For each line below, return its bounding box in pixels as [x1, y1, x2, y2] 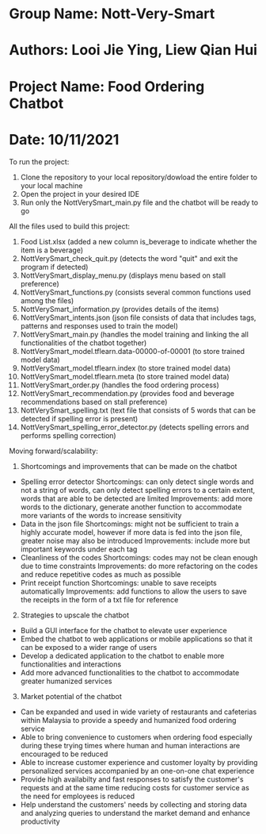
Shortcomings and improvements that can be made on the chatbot [20, 461, 237, 471]
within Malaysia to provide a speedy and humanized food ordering [20, 715, 237, 724]
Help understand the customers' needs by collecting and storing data [20, 799, 248, 809]
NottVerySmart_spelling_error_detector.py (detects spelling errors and [20, 422, 249, 432]
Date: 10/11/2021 [9, 130, 120, 148]
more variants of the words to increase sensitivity [20, 510, 182, 520]
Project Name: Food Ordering [9, 77, 205, 95]
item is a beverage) [20, 245, 84, 255]
